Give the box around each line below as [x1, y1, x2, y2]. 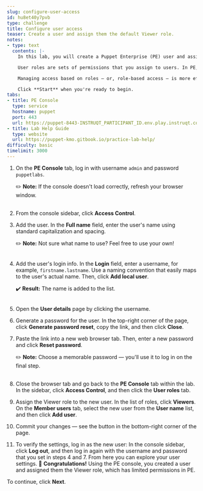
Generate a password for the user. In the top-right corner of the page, [15, 317, 189, 324]
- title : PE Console [7, 98, 59, 104]
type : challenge [7, 20, 48, 26]
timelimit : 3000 [7, 148, 48, 154]
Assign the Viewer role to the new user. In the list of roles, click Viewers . [15, 398, 196, 405]
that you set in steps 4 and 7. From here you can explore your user [15, 453, 180, 461]
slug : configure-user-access [7, 8, 80, 15]
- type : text [7, 43, 40, 49]
